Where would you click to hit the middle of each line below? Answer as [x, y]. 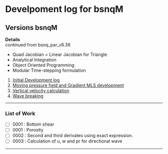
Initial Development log [36, 80]
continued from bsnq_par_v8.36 [38, 45]
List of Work [20, 113]
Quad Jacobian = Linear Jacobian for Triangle [60, 54]
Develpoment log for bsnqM [64, 9]
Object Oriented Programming [43, 65]
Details [13, 39]
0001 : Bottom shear [33, 124]
